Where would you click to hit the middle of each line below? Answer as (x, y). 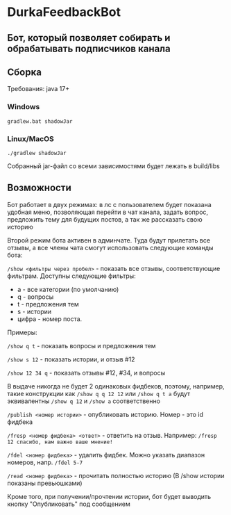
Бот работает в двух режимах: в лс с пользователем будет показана (109, 204)
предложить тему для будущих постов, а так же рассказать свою (105, 219)
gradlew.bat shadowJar (40, 121)
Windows (24, 107)
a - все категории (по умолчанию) (68, 289)
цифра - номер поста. (50, 319)
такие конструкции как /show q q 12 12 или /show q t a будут (99, 393)
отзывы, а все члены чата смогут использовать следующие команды (110, 247)
